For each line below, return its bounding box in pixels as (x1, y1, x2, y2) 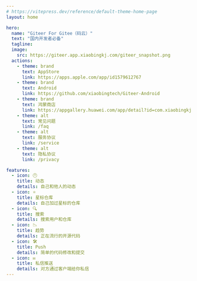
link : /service (21, 140, 60, 146)
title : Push (17, 244, 46, 250)
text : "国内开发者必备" (11, 36, 64, 42)
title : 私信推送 (17, 260, 53, 266)
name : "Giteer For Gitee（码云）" (11, 30, 93, 36)
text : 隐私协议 (21, 151, 56, 157)
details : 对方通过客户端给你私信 (17, 266, 89, 272)
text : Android (21, 85, 57, 92)
